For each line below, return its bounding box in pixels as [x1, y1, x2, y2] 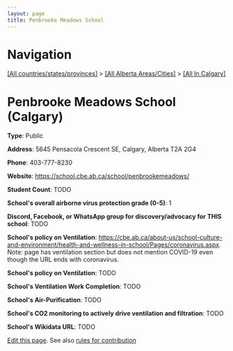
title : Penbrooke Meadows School [7, 17, 104, 24]
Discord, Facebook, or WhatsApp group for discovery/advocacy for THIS [7, 213, 222, 221]
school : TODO [7, 220, 49, 228]
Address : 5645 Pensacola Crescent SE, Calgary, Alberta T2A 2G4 [7, 145, 197, 154]
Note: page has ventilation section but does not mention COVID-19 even [7, 248, 214, 256]
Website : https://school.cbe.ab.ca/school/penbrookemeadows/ [7, 172, 190, 181]
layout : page [7, 10, 45, 17]
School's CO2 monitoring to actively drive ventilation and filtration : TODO [7, 309, 224, 318]
